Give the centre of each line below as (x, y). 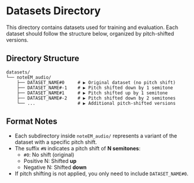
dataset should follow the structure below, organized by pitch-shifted (90, 33)
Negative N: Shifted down (55, 167)
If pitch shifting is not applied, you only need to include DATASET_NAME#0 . (101, 174)
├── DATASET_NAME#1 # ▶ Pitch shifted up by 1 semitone (92, 93)
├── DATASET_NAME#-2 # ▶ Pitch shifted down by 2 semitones (96, 98)
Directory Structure (43, 58)
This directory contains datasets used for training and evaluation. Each (92, 27)
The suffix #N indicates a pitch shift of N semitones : (77, 148)
